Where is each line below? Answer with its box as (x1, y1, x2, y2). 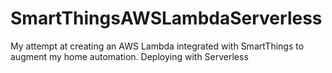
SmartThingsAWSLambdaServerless (10, 7, 323, 30)
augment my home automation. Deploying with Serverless (10, 50, 249, 62)
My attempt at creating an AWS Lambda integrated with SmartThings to (10, 40, 305, 52)
